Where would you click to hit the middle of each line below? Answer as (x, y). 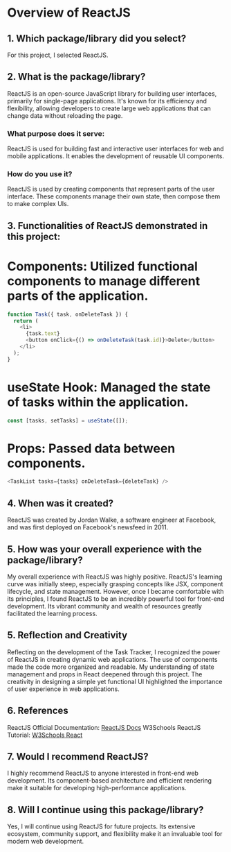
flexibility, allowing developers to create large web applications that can (109, 108)
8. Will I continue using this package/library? (105, 810)
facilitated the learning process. (53, 613)
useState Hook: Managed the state (109, 387)
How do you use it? (40, 174)
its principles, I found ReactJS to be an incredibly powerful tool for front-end (116, 599)
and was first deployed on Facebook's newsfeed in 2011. (88, 527)
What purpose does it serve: (56, 133)
